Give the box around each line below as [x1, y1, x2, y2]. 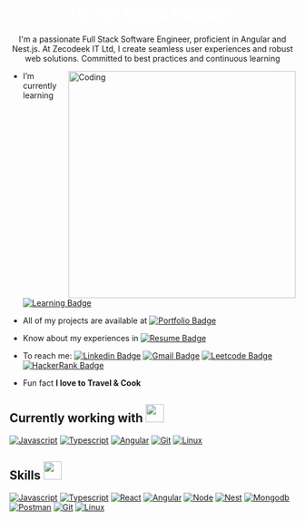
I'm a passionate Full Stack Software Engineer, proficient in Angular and [18, 34, 287, 44]
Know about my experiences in [22, 332, 139, 343]
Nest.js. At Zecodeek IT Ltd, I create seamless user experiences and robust [12, 43, 293, 54]
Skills [9, 467, 41, 484]
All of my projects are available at [22, 315, 148, 326]
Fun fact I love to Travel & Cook [22, 377, 142, 388]
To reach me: [22, 349, 73, 361]
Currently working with [9, 410, 143, 426]
